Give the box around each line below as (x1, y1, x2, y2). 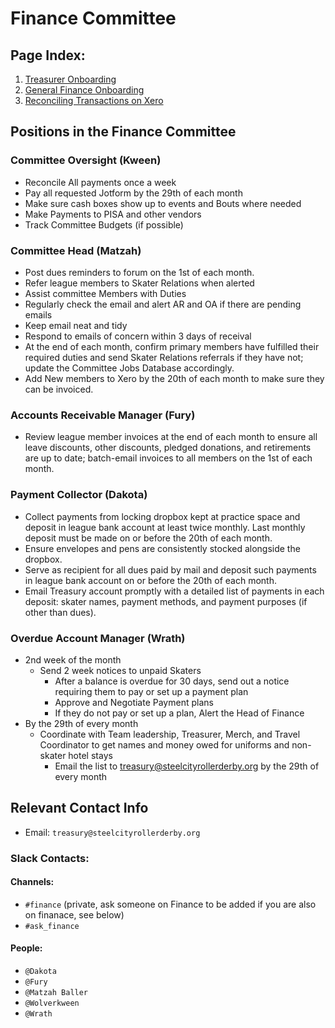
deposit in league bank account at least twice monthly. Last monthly (24, 521, 306, 533)
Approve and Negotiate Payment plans (54, 696, 214, 708)
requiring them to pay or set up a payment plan (54, 685, 249, 697)
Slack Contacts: (10, 851, 90, 865)
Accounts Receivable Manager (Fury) (10, 408, 196, 422)
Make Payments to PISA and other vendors (24, 208, 202, 220)
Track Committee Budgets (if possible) (24, 218, 184, 231)
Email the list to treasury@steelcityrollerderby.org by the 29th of (54, 760, 320, 772)
